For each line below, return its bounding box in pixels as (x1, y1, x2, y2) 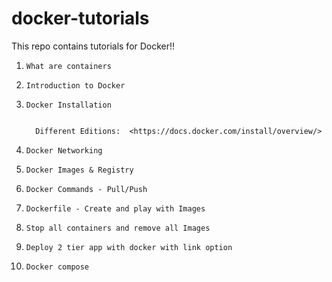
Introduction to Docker (25, 80, 126, 91)
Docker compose (25, 262, 90, 272)
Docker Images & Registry (25, 165, 134, 175)
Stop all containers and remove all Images (25, 223, 211, 233)
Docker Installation (25, 100, 112, 110)
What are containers (25, 61, 112, 71)
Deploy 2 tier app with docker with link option (25, 242, 233, 252)
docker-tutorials (11, 7, 150, 30)
